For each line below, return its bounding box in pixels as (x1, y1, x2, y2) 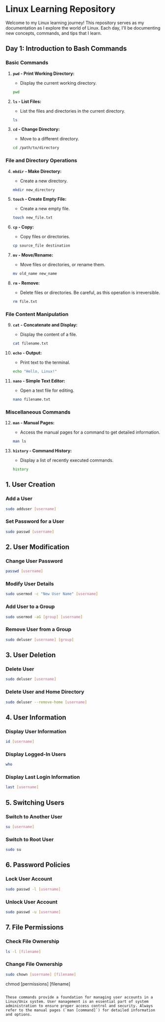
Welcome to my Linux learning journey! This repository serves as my (5, 20, 144, 26)
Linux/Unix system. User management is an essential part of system (5, 999, 149, 1004)
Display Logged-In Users (5, 751, 66, 758)
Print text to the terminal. (20, 359, 70, 365)
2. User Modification (5, 543, 70, 551)
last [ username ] (5, 785, 39, 790)
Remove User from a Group (5, 626, 72, 633)
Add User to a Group (5, 603, 55, 610)
